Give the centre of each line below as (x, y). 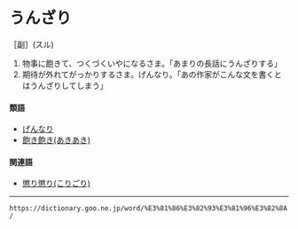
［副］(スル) (32, 44)
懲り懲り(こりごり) (56, 184)
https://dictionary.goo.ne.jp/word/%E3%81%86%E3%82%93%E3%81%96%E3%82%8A (149, 209)
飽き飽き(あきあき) (56, 140)
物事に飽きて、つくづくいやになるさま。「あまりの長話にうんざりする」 (152, 63)
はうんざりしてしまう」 (65, 85)
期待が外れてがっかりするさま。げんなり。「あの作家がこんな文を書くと (152, 74)
